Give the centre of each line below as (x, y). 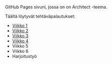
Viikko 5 (20, 46)
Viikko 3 (20, 36)
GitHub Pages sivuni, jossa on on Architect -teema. (56, 7)
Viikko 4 (20, 41)
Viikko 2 (20, 31)
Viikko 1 (20, 26)
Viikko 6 (20, 51)
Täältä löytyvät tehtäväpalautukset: (40, 16)
